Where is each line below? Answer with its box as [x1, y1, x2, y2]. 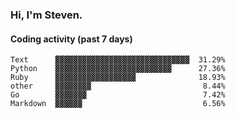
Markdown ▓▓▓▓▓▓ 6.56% [10, 99, 226, 109]
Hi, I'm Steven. [10, 8, 83, 22]
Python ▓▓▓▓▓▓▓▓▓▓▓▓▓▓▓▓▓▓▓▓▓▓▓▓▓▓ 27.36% [10, 64, 226, 74]
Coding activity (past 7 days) [10, 33, 133, 45]
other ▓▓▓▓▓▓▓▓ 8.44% [10, 81, 226, 92]
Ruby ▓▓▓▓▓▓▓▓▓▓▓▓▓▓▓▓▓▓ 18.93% [10, 73, 226, 83]
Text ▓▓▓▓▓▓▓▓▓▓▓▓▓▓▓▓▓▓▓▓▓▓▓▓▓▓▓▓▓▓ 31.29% [10, 55, 226, 65]
